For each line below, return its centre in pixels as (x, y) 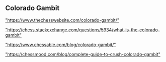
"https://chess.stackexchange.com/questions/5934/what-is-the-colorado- (82, 30)
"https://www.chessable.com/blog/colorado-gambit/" (61, 45)
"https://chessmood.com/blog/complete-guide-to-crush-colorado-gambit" (83, 54)
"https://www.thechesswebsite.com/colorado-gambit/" (62, 20)
